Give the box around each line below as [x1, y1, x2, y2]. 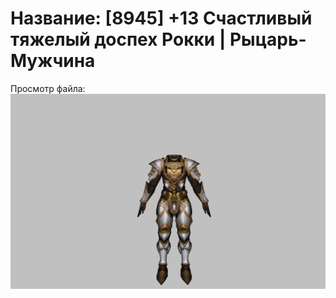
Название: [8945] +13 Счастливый [10, 7, 313, 30]
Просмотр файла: [10, 82, 86, 94]
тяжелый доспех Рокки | [10, 28, 227, 51]
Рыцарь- [229, 28, 307, 51]
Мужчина [10, 50, 96, 72]
